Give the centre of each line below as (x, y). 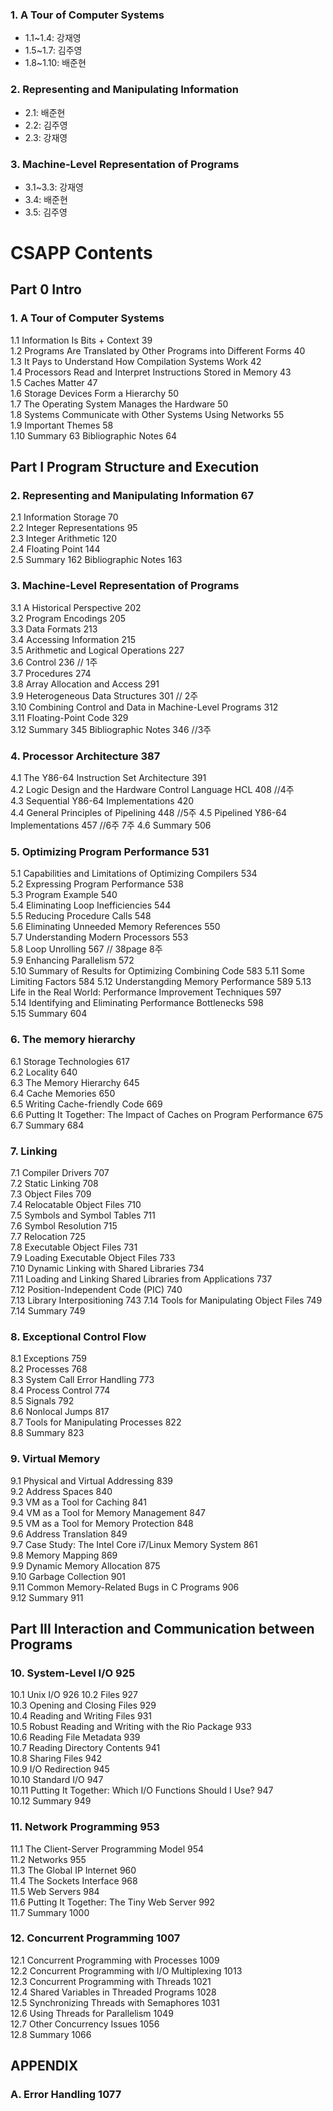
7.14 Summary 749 (48, 1310)
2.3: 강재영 (46, 137)
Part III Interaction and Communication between (162, 1628)
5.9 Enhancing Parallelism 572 (72, 960)
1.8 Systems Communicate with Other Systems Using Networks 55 (147, 414)
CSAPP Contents (81, 253)
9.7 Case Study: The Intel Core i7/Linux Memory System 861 (134, 1544)
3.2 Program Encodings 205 (68, 618)
